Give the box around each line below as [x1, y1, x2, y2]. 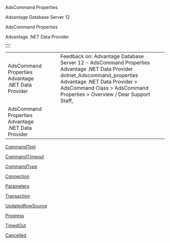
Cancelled [5, 232, 27, 238]
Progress [5, 213, 24, 219]
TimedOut [5, 223, 26, 228]
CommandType [5, 163, 37, 169]
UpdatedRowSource [5, 203, 47, 209]
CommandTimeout [5, 154, 44, 159]
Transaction [5, 193, 30, 199]
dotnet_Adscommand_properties [60, 72, 138, 79]
